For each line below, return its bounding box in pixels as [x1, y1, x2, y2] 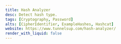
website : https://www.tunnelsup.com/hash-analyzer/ [5, 26, 116, 31]
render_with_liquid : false [5, 31, 62, 36]
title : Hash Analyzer [5, 7, 51, 13]
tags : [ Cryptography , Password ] [5, 17, 73, 22]
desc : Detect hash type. [5, 12, 57, 17]
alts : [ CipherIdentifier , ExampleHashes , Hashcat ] [5, 21, 114, 27]
